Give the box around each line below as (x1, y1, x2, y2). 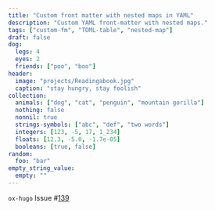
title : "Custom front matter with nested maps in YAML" (8, 11, 194, 20)
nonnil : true (15, 114, 58, 121)
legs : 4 (15, 48, 41, 56)
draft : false (8, 33, 51, 42)
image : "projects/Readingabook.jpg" (15, 77, 134, 85)
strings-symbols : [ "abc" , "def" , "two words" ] (15, 121, 170, 129)
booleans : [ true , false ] (15, 143, 96, 150)
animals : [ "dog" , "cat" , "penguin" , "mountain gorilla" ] (15, 99, 205, 107)
